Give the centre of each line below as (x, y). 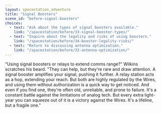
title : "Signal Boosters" (31, 14)
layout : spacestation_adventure (38, 9)
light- (150, 95)
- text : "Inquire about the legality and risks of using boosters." (80, 37)
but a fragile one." (23, 105)
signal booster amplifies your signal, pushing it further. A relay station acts (80, 74)
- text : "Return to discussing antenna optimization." (66, 46)
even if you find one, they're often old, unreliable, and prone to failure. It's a (81, 90)
